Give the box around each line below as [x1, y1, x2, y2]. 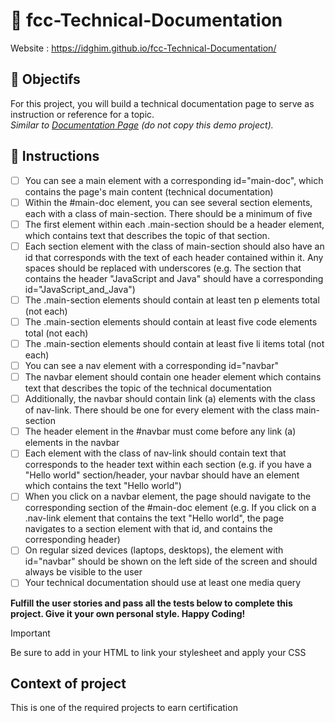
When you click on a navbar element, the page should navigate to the [24, 490, 312, 503]
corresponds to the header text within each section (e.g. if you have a [24, 459, 312, 471]
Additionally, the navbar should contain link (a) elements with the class [24, 393, 316, 405]
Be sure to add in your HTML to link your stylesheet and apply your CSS [10, 646, 307, 658]
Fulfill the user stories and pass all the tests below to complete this [10, 597, 293, 609]
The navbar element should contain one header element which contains [24, 371, 322, 383]
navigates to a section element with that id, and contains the [24, 523, 273, 535]
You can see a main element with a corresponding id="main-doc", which [24, 174, 324, 186]
